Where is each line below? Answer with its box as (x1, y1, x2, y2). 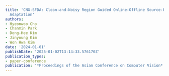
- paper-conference (5, 58, 46, 63)
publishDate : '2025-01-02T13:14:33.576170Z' (5, 49, 100, 54)
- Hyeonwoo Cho (5, 21, 37, 26)
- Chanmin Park (5, 26, 37, 31)
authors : (5, 16, 24, 21)
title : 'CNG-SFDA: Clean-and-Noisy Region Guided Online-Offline (5, 7, 145, 12)
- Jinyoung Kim (5, 35, 37, 40)
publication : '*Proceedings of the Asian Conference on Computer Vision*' (5, 63, 165, 68)
